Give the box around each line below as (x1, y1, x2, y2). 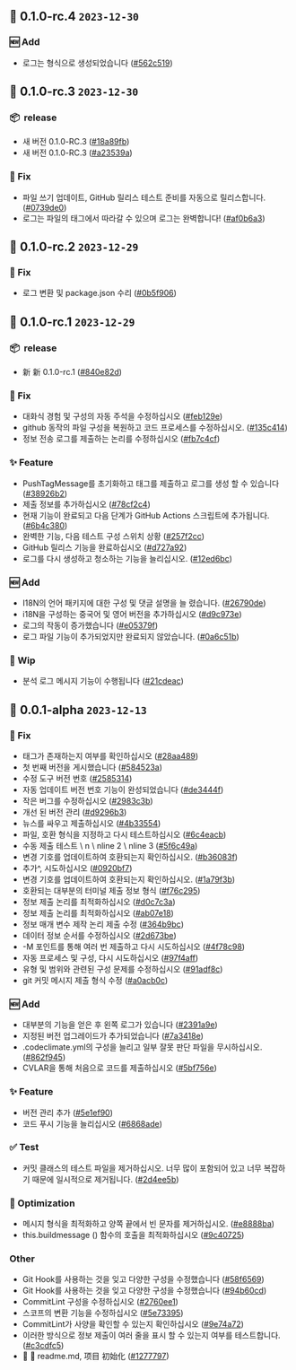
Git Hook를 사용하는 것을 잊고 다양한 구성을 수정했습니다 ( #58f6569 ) (22, 1274, 265, 1285)
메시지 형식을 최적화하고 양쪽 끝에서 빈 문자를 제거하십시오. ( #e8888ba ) (22, 1218, 275, 1229)
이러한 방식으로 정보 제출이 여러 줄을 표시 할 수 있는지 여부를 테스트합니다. (22, 1330, 281, 1341)
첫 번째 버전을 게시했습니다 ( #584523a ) (22, 762, 163, 772)
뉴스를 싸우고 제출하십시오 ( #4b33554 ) (22, 817, 161, 828)
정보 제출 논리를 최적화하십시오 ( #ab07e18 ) (22, 907, 175, 918)
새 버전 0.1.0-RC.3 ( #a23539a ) (22, 147, 133, 158)
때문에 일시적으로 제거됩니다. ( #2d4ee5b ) (31, 1174, 179, 1184)
